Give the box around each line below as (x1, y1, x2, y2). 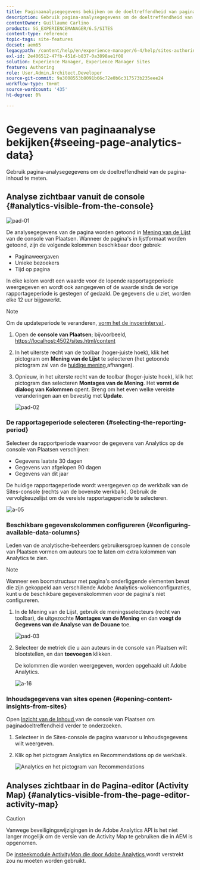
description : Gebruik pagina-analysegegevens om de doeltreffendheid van (6, 14, 193, 20)
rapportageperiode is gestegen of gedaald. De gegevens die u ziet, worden (6, 290, 191, 297)
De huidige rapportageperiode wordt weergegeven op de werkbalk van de (6, 481, 189, 488)
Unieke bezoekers (14, 259, 60, 266)
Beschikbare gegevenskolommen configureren (6, 521, 145, 529)
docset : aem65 (6, 42, 42, 48)
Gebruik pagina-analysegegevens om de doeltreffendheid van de (6, 168, 167, 175)
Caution (6, 815, 26, 822)
